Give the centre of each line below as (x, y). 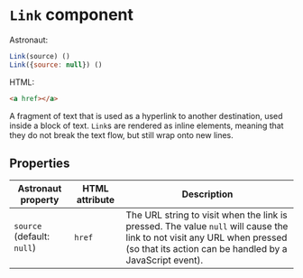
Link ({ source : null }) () (56, 65)
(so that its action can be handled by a (207, 249)
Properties (40, 163)
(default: (32, 236)
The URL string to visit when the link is (207, 215)
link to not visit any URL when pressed (207, 237)
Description (207, 194)
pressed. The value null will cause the (207, 227)
